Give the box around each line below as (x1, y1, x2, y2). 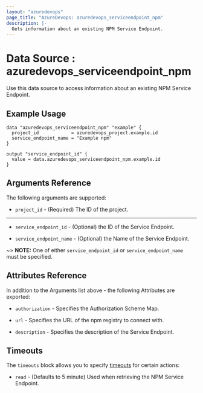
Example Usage (6, 108, 66, 119)
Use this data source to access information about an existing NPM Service (6, 85, 192, 92)
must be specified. (6, 253, 53, 260)
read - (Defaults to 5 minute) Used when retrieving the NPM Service (14, 373, 184, 381)
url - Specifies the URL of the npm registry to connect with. (14, 316, 164, 323)
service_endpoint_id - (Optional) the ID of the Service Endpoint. (14, 223, 175, 230)
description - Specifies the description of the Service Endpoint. (14, 328, 175, 336)
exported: (6, 293, 31, 300)
